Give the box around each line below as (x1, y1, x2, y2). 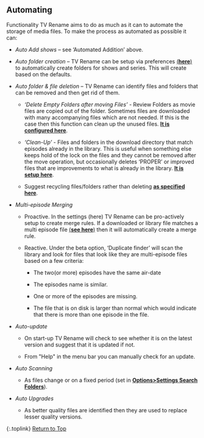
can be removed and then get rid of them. (15, 88, 120, 96)
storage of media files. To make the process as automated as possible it (6, 27, 187, 35)
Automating (6, 5, 53, 15)
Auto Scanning (15, 364, 53, 372)
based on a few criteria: (24, 257, 84, 264)
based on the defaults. (15, 70, 72, 78)
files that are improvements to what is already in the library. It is (24, 164, 184, 171)
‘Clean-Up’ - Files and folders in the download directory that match (24, 138, 193, 146)
